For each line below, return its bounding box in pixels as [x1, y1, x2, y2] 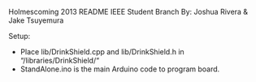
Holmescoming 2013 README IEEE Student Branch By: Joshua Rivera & [8, 7, 249, 16]
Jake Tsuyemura [8, 15, 64, 25]
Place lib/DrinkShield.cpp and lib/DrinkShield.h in [20, 47, 184, 56]
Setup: [8, 32, 31, 41]
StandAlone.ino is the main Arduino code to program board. [20, 64, 220, 74]
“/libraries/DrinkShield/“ [20, 56, 100, 65]
